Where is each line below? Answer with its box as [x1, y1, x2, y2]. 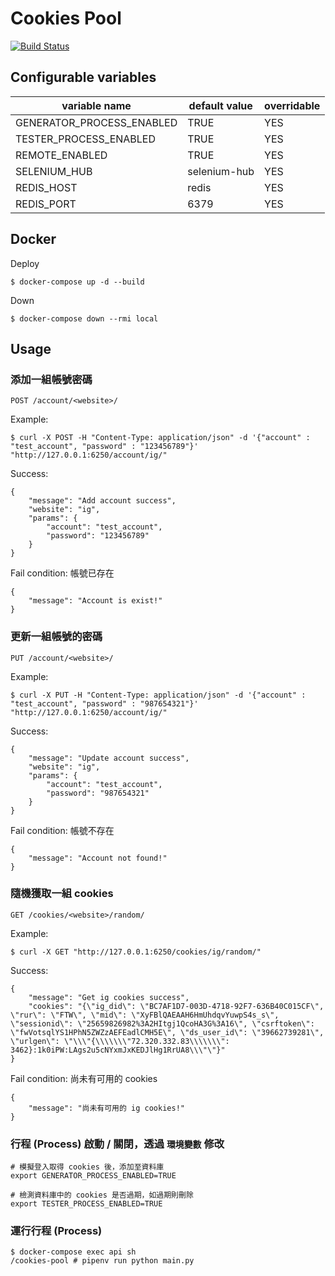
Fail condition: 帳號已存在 [10, 567, 115, 579]
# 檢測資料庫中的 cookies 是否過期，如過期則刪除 [10, 1190, 194, 1201]
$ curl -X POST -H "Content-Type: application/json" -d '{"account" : [10, 433, 311, 443]
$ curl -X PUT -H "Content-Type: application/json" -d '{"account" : [10, 690, 307, 700]
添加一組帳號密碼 [10, 372, 93, 386]
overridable [264, 98, 321, 112]
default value [188, 98, 253, 112]
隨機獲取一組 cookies [10, 887, 114, 901]
